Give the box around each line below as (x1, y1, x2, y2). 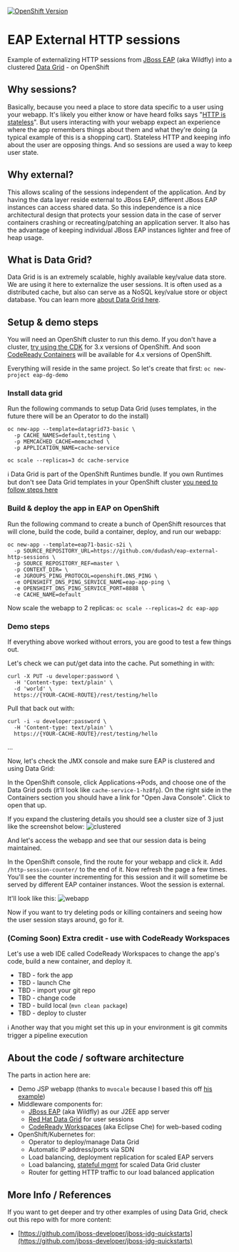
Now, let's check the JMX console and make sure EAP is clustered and (7, 757, 215, 765)
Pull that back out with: (7, 704, 75, 713)
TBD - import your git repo (17, 986, 96, 995)
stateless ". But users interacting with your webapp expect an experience (7, 118, 221, 126)
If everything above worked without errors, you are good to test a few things (7, 637, 232, 646)
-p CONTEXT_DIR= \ (14, 566, 69, 573)
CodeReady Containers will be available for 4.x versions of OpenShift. (7, 350, 213, 359)
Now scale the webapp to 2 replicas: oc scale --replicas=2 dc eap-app (7, 603, 219, 612)
